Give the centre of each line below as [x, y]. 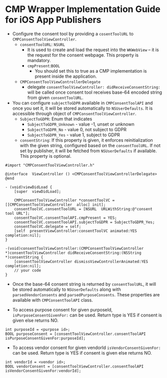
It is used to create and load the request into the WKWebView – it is [93, 50]
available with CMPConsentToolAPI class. [53, 300]
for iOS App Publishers [53, 20]
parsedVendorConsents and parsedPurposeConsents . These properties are [86, 294]
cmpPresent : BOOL [44, 66]
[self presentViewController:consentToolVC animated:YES [76, 231]
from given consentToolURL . [55, 97]
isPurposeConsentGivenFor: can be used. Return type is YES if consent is [87, 315]
